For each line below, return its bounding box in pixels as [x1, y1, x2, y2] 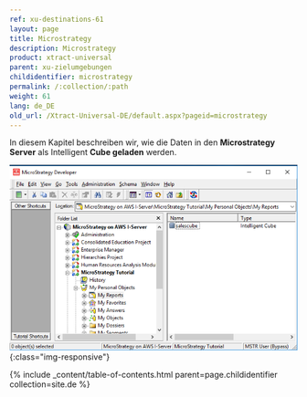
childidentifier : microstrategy [9, 73, 132, 82]
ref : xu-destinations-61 [9, 15, 104, 24]
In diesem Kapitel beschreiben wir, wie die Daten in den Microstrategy [9, 137, 276, 148]
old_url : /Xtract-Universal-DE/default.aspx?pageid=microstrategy [9, 110, 268, 120]
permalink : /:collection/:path [9, 82, 129, 91]
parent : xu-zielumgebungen [9, 63, 112, 72]
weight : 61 [9, 91, 51, 100]
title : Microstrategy [9, 34, 92, 43]
